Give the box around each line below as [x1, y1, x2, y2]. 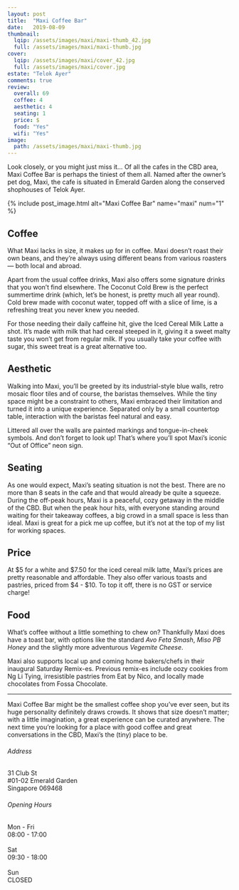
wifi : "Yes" [14, 130, 50, 137]
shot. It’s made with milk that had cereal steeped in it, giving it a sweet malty [7, 327, 231, 335]
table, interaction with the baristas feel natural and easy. [7, 411, 172, 421]
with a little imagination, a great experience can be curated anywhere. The [7, 715, 225, 724]
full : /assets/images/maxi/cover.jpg [14, 63, 126, 71]
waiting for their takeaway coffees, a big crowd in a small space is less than [7, 511, 229, 519]
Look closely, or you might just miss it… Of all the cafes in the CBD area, [7, 163, 218, 171]
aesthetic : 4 [14, 103, 53, 111]
